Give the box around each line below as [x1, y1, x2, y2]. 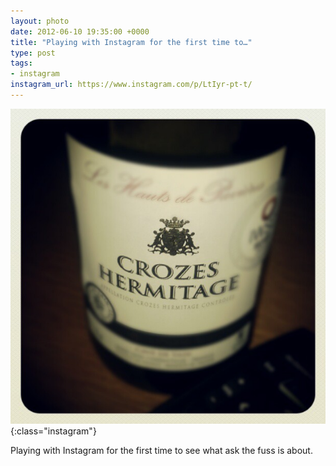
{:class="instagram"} [10, 425, 97, 437]
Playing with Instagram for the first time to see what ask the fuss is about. [10, 444, 313, 456]
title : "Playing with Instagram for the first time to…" [10, 37, 253, 47]
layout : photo [10, 16, 70, 26]
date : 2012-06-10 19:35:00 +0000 [10, 26, 150, 37]
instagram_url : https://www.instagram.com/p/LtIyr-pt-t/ [10, 80, 253, 90]
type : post [10, 48, 56, 58]
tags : [10, 58, 33, 69]
